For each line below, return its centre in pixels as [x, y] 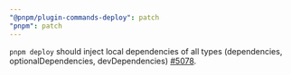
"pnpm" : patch [36, 26]
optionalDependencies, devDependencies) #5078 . [103, 61]
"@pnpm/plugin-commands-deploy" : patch [84, 17]
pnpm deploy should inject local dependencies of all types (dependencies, [146, 51]
